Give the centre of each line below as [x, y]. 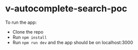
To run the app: [21, 22]
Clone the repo [28, 32]
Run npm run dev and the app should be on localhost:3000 [73, 42]
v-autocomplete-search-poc [66, 9]
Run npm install [30, 37]
